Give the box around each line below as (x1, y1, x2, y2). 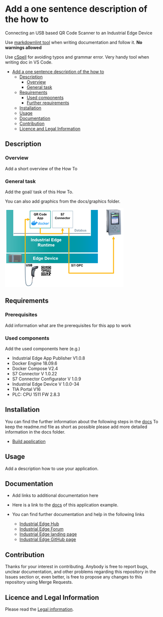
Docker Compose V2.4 (12, 365, 58, 371)
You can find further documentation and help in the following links (12, 512, 145, 517)
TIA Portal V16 (12, 386, 41, 392)
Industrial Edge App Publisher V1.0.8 (12, 355, 85, 361)
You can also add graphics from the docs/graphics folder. (5, 198, 121, 204)
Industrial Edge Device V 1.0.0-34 (12, 381, 79, 387)
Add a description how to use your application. (5, 465, 99, 472)
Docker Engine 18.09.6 (12, 360, 57, 366)
